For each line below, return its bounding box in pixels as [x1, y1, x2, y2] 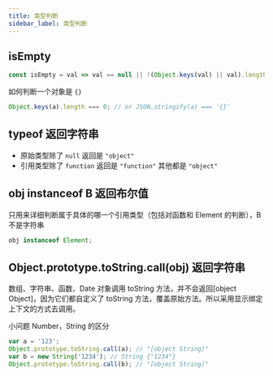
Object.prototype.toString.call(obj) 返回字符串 [8, 261, 245, 274]
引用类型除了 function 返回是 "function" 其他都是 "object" [19, 160, 218, 171]
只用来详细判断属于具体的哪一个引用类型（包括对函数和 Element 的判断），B [8, 210, 262, 219]
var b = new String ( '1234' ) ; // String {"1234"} [8, 352, 176, 361]
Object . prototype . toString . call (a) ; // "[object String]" [8, 345, 209, 353]
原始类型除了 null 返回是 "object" [19, 150, 135, 160]
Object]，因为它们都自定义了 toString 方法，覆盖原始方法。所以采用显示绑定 [8, 294, 263, 304]
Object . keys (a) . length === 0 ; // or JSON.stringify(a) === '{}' [8, 103, 231, 111]
